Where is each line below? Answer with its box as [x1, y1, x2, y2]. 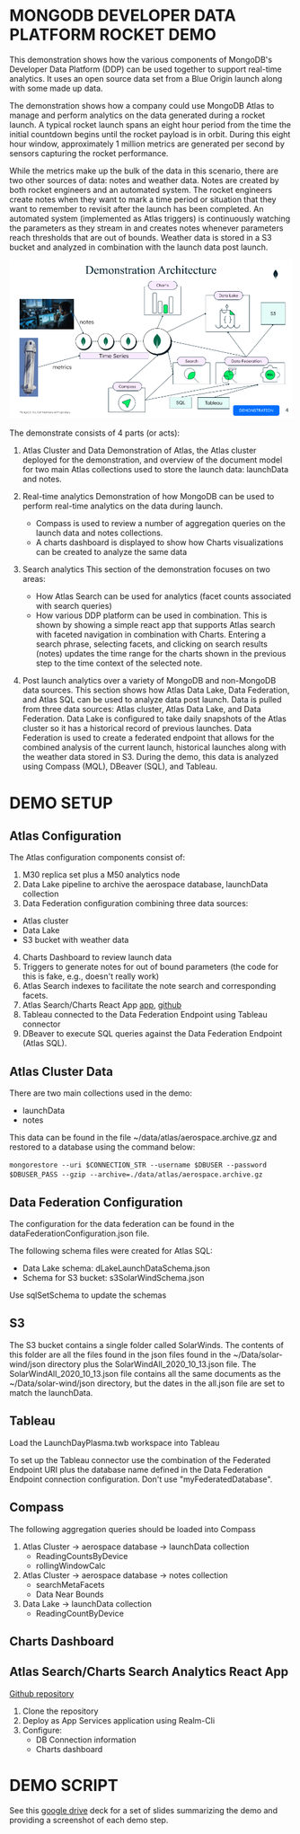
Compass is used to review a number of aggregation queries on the [35, 518, 286, 529]
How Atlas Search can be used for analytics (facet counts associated [35, 591, 292, 602]
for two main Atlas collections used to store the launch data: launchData [22, 464, 289, 475]
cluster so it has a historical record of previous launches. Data [22, 723, 252, 734]
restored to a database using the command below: [9, 1142, 196, 1152]
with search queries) [35, 601, 112, 612]
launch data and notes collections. [35, 527, 163, 539]
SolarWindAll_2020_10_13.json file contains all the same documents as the [9, 1368, 281, 1379]
